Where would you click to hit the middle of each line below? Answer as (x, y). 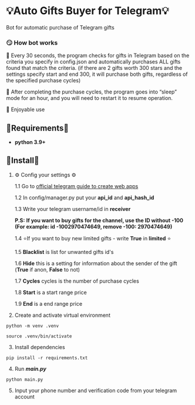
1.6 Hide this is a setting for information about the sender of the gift (96, 263)
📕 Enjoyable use (26, 109)
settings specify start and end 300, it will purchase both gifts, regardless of (97, 74)
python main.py (25, 379)
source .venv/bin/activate (39, 336)
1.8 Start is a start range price (51, 292)
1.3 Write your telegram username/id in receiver (73, 209)
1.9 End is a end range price (48, 303)
